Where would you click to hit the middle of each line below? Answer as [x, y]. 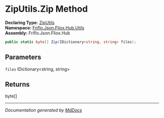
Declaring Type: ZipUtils [30, 23]
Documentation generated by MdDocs [43, 110]
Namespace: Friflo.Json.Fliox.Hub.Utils [45, 27]
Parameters [23, 57]
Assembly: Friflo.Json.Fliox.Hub [38, 33]
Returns [18, 84]
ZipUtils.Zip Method [46, 9]
